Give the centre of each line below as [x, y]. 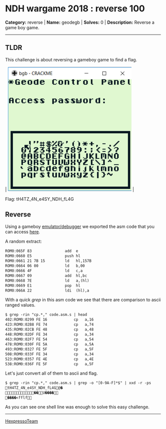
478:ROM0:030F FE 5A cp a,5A [49, 344]
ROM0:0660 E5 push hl [43, 256]
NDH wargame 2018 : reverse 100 [75, 9]
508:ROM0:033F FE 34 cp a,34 [49, 354]
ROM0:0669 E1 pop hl [43, 285]
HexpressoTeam [22, 421]
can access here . [23, 232]
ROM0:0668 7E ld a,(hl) [47, 280]
